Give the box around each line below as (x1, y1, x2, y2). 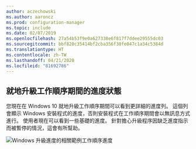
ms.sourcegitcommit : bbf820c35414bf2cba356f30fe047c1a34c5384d (6, 41, 164, 47)
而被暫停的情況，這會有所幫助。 (6, 124, 83, 131)
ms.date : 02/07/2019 (6, 30, 57, 36)
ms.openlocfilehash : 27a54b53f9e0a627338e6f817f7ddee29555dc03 (6, 36, 164, 41)
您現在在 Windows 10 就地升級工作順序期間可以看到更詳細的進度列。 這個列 (6, 103, 188, 110)
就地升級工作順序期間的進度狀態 (6, 86, 122, 96)
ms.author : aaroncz (6, 14, 54, 20)
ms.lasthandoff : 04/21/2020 (6, 57, 75, 63)
